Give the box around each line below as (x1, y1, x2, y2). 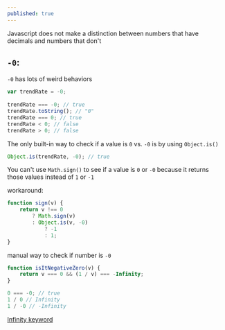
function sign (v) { (7, 200, 64, 207)
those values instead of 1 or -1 (7, 173, 95, 181)
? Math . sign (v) (32, 213, 76, 220)
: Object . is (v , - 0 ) (32, 219, 89, 226)
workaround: (7, 186, 44, 195)
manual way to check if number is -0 (7, 251, 111, 259)
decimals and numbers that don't (7, 36, 102, 45)
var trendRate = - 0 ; (7, 88, 67, 96)
